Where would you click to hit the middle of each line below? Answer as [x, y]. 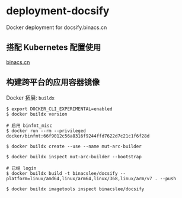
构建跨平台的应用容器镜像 [53, 82]
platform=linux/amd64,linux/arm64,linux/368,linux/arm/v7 [79, 178]
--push [168, 178]
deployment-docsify [58, 11]
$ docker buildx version [37, 114]
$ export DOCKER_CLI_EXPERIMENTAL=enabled [59, 109]
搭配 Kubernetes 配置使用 [54, 48]
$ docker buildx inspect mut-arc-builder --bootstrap [74, 157]
